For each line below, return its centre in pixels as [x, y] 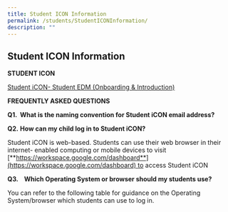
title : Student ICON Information [57, 14]
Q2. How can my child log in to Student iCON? [77, 128]
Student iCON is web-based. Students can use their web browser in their [114, 143]
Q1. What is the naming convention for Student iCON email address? [111, 115]
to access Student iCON [173, 166]
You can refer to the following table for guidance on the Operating [104, 193]
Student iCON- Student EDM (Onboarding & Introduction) [91, 87]
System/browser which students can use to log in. [81, 201]
